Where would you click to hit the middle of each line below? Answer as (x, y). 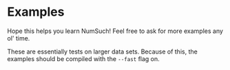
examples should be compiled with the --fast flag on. (83, 58)
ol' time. (19, 38)
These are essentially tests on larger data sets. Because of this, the (102, 51)
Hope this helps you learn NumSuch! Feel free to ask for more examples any (115, 31)
